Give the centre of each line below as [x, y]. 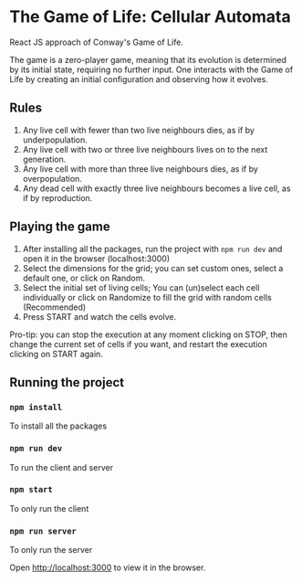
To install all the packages [58, 426]
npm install [36, 407]
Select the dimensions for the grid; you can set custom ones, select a [153, 268]
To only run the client [49, 508]
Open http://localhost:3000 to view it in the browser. [108, 567]
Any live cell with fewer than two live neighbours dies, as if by [139, 130]
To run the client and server [62, 467]
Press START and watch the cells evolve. [99, 316]
